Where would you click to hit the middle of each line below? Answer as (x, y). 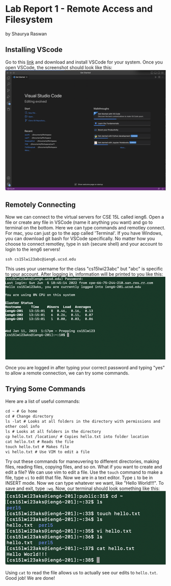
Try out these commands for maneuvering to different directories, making (82, 461)
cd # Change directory (29, 416)
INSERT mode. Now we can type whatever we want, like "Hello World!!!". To (84, 483)
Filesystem (29, 20)
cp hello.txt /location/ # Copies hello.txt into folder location (77, 436)
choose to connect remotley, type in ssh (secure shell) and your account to (84, 244)
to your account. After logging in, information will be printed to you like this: (84, 274)
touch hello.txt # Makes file (37, 447)
